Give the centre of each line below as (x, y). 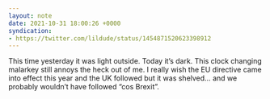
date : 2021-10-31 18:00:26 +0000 (65, 23)
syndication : (30, 31)
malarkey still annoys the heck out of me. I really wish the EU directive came (135, 70)
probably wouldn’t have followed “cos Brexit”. (84, 87)
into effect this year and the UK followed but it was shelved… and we (123, 78)
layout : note (30, 16)
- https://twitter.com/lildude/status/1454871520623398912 (110, 38)
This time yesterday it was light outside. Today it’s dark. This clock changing (135, 61)
